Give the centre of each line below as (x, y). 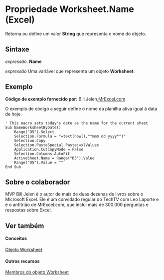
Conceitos (16, 238)
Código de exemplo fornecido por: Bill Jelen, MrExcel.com (65, 99)
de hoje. (13, 114)
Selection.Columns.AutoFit (42, 153)
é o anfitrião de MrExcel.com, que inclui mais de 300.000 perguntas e (77, 205)
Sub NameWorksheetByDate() (33, 127)
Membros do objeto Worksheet (37, 272)
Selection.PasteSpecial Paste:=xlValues (57, 145)
